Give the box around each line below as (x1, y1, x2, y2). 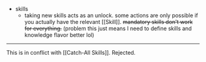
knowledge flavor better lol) (24, 31, 94, 39)
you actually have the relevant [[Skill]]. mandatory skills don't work (24, 18, 193, 25)
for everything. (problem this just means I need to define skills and (24, 25, 192, 32)
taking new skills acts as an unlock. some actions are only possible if (24, 12, 198, 19)
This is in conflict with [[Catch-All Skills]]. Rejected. (6, 49, 136, 56)
